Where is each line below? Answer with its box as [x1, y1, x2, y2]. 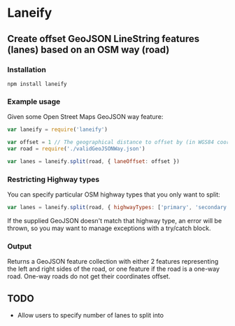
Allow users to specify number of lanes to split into [17, 311, 164, 319]
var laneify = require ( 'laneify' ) [7, 126, 108, 134]
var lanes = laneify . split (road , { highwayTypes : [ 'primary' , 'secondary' [7, 204, 230, 211]
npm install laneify [7, 80, 68, 87]
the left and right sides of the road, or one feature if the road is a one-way [7, 264, 220, 274]
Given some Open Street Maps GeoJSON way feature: [7, 113, 164, 121]
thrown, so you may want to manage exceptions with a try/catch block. [7, 224, 211, 232]
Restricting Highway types [7, 174, 100, 184]
